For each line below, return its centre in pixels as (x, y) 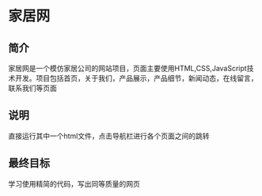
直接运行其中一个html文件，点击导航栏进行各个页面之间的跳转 (109, 136)
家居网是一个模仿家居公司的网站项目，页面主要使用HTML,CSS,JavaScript (127, 68)
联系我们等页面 (32, 88)
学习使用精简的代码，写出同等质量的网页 (74, 183)
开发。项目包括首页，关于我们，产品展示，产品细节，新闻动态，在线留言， (136, 78)
